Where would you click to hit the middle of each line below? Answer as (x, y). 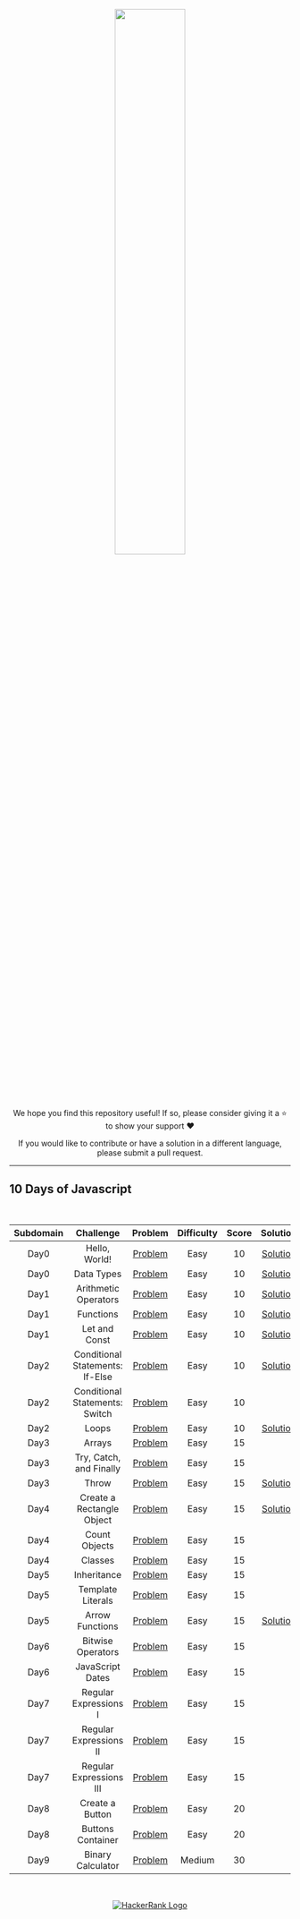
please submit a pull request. (150, 1153)
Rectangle (97, 1508)
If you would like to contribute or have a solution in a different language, (150, 1143)
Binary (98, 1855)
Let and (98, 1328)
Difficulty (198, 1232)
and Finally (97, 1468)
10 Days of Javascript (71, 1189)
